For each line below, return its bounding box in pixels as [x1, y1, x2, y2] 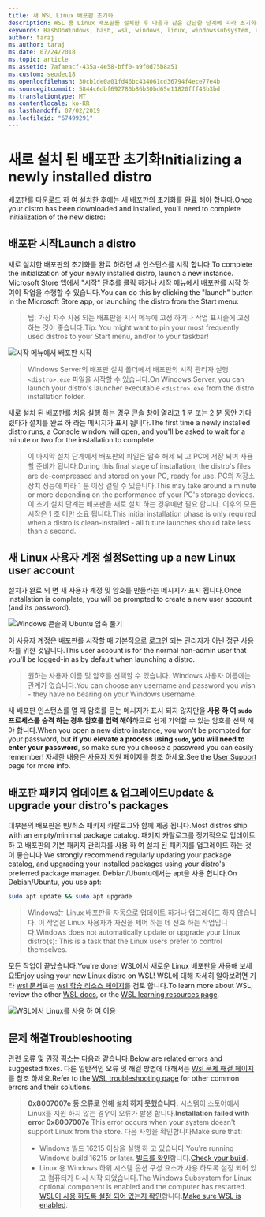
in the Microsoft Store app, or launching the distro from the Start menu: [8, 297, 239, 306]
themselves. [27, 945, 68, 954]
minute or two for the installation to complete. [8, 435, 156, 444]
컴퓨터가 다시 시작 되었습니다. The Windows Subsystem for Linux [47, 1173, 252, 1182]
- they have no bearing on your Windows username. [27, 689, 197, 699]
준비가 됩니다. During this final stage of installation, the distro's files [35, 461, 251, 470]
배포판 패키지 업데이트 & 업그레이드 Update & [8, 786, 215, 799]
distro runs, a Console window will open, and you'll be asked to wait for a [8, 427, 246, 436]
